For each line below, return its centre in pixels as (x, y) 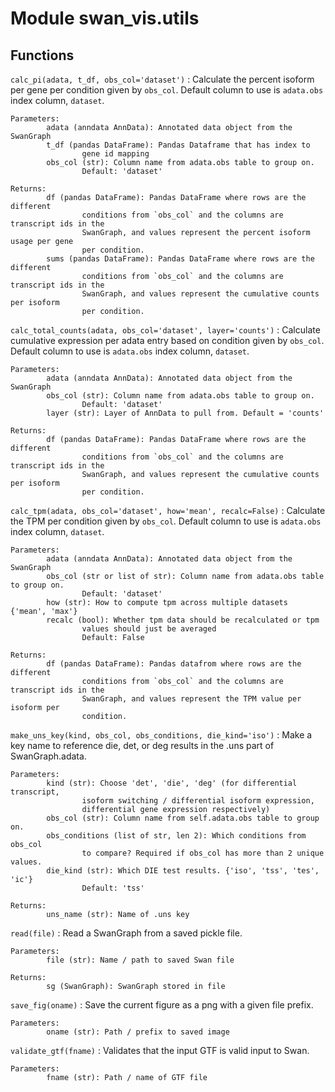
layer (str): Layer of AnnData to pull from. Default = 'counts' (185, 413)
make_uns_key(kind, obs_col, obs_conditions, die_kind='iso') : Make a (161, 735)
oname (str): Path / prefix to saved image (138, 1032)
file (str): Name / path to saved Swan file (140, 960)
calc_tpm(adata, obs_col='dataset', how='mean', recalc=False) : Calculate (168, 510)
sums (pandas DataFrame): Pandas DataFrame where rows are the (180, 259)
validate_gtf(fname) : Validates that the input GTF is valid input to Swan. (160, 1050)
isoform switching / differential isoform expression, (198, 801)
